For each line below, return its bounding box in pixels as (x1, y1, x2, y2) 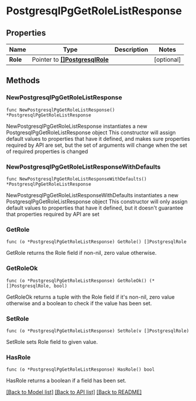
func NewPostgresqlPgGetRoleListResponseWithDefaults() (6, 176, 147, 182)
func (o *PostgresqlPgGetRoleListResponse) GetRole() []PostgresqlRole (6, 239, 187, 245)
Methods (6, 75, 40, 86)
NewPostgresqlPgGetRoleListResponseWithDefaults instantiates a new (6, 191, 179, 198)
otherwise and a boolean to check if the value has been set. (6, 299, 152, 307)
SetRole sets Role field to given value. (6, 338, 98, 345)
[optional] (153, 55, 182, 64)
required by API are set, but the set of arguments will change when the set (6, 141, 188, 149)
